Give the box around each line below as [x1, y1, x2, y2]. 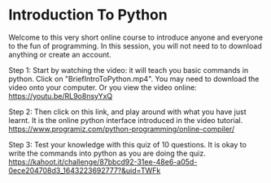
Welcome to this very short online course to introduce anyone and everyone [8, 32, 264, 42]
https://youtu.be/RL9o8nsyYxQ [8, 91, 113, 100]
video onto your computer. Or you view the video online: [8, 83, 197, 92]
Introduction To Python [8, 6, 168, 24]
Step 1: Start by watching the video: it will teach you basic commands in [8, 65, 249, 74]
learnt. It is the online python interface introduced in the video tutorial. [8, 115, 243, 125]
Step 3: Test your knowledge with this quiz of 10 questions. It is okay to [8, 139, 247, 149]
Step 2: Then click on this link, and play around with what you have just [8, 107, 247, 117]
